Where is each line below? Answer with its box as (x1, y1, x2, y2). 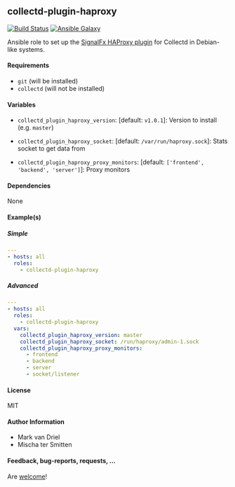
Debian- (196, 38, 220, 46)
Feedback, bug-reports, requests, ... (7, 456, 116, 465)
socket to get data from (17, 144, 86, 153)
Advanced (7, 282, 39, 290)
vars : (13, 325, 30, 332)
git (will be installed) (17, 77, 79, 85)
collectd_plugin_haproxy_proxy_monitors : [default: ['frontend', (17, 158, 205, 167)
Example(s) (7, 213, 41, 221)
